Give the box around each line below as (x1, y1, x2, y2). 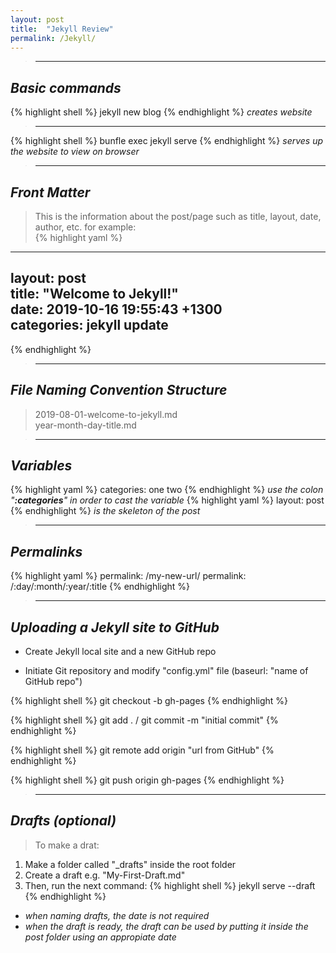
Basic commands (10, 79, 122, 96)
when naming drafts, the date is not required (24, 909, 210, 921)
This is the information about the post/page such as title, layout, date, (34, 211, 322, 222)
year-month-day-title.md (34, 419, 137, 431)
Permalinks (10, 543, 83, 560)
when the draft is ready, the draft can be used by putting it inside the (24, 920, 309, 932)
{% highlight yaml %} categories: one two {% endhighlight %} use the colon (10, 484, 324, 496)
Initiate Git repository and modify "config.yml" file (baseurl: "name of (24, 665, 309, 677)
